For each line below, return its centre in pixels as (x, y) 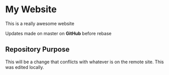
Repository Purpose (38, 49)
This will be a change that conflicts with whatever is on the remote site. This (84, 62)
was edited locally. (25, 67)
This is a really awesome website (40, 23)
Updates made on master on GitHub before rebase (58, 33)
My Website (31, 9)
